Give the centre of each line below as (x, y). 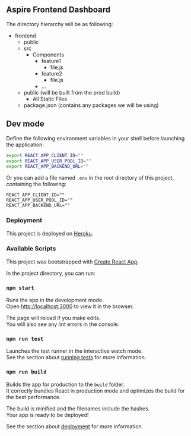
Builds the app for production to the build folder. (66, 384)
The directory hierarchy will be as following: (60, 24)
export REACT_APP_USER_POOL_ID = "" (49, 161)
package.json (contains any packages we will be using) (91, 105)
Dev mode (25, 124)
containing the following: (36, 184)
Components (48, 54)
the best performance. (34, 397)
